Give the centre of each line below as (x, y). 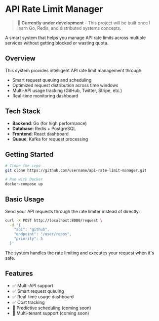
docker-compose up (24, 184)
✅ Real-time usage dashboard (43, 297)
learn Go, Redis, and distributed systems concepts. (69, 28)
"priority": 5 (28, 239)
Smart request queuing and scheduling (52, 80)
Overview (20, 59)
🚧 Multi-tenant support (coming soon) (51, 313)
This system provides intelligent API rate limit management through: (74, 70)
